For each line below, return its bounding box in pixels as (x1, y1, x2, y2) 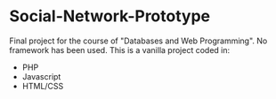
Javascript (21, 71, 61, 81)
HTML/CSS (21, 80, 64, 91)
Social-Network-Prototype (9, 6, 211, 27)
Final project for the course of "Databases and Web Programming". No (9, 35, 268, 46)
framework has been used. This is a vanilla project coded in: (9, 44, 230, 55)
